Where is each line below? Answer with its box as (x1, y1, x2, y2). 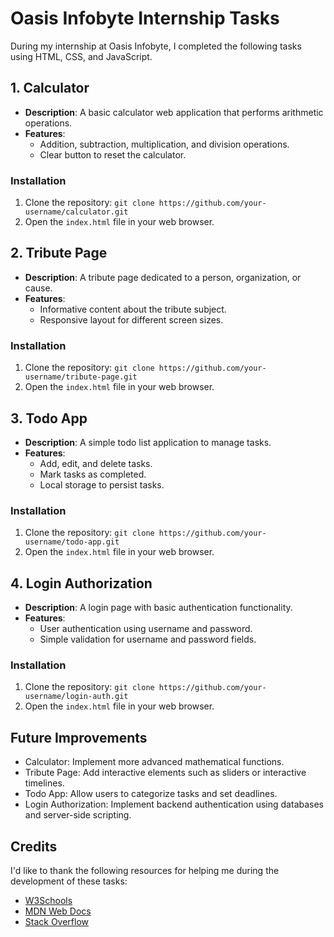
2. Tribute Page (10, 245, 108, 262)
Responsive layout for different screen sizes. (39, 313, 224, 326)
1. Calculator (10, 80, 90, 97)
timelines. (24, 777, 65, 789)
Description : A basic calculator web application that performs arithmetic (24, 106, 324, 118)
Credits (10, 838, 58, 855)
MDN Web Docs (24, 905, 92, 917)
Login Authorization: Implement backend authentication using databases (24, 798, 325, 811)
